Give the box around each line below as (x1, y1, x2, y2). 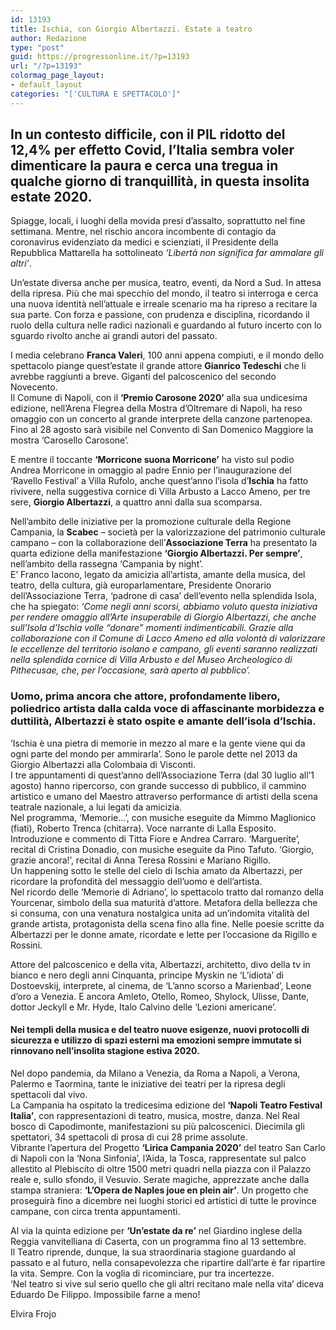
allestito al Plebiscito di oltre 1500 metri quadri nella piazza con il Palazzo (10, 1162, 312, 1175)
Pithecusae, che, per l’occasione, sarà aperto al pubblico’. (10, 664, 251, 676)
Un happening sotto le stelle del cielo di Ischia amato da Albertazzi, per (10, 864, 303, 876)
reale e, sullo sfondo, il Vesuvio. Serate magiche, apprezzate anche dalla (10, 1173, 310, 1185)
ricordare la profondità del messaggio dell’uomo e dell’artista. (10, 875, 263, 887)
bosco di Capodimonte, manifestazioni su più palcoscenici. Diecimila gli (10, 1120, 305, 1132)
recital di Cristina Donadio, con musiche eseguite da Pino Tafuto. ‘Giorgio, (10, 843, 315, 855)
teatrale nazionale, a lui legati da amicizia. (10, 801, 183, 813)
